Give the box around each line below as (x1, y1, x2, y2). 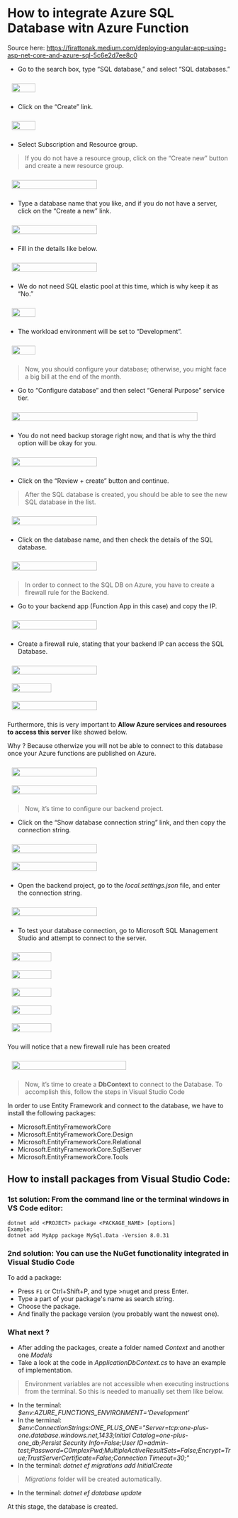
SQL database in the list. (24, 498, 96, 506)
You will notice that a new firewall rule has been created (7, 1042, 171, 1051)
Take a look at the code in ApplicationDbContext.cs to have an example (17, 1358, 227, 1367)
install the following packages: (7, 1108, 96, 1117)
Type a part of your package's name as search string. (17, 1294, 175, 1302)
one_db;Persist (17, 1439, 62, 1447)
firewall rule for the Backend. (24, 588, 110, 596)
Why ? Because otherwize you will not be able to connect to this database (7, 741, 223, 749)
